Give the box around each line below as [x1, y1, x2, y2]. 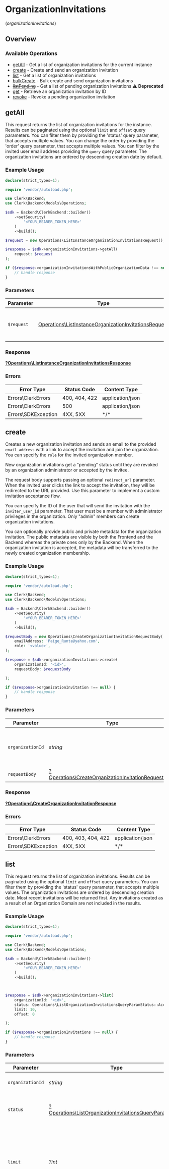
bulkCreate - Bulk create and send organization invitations [12, 77, 133, 84]
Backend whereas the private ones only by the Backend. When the [5, 539, 143, 546]
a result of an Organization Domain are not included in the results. [5, 900, 142, 906]
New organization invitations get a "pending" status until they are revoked [5, 462, 158, 468]
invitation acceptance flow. [5, 493, 61, 499]
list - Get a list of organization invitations [12, 72, 97, 78]
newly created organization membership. [5, 550, 91, 556]
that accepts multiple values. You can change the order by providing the [5, 138, 155, 144]
